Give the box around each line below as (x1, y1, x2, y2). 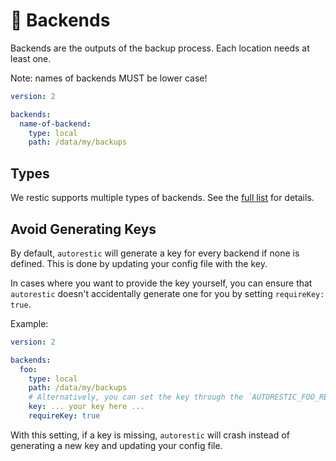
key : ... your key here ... (28, 402, 145, 412)
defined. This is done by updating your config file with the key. (10, 257, 268, 269)
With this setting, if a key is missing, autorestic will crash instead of (10, 429, 290, 441)
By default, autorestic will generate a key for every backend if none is (10, 247, 300, 259)
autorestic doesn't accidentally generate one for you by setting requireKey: (10, 287, 325, 299)
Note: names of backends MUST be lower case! (10, 72, 208, 84)
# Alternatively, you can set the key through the (28, 392, 244, 403)
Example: (10, 317, 49, 329)
